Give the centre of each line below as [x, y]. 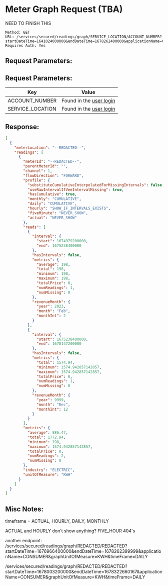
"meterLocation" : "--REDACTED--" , [50, 148]
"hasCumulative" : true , [52, 194]
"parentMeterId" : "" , [46, 166]
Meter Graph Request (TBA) [64, 9]
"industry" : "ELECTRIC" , [49, 470]
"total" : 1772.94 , [46, 437]
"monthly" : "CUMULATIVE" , [54, 199]
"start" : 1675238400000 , [62, 339]
